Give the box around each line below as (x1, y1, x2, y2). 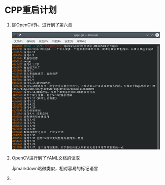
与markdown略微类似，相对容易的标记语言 (11, 166, 99, 172)
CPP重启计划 (4, 4, 57, 16)
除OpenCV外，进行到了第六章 (11, 22, 72, 28)
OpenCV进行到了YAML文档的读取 (11, 155, 80, 161)
